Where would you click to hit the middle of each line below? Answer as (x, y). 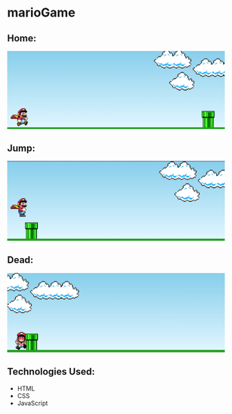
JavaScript (32, 403)
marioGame (41, 13)
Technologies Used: (51, 372)
